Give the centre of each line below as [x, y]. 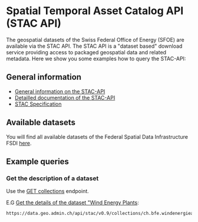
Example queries [38, 161]
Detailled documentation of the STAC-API [65, 97]
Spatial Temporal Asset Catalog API [95, 11]
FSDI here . [19, 143]
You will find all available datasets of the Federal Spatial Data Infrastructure [97, 136]
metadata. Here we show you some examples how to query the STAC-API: [96, 58]
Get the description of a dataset [52, 178]
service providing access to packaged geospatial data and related [86, 52]
